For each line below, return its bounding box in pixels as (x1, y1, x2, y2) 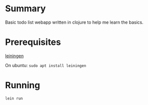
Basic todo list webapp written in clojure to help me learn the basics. (5, 19, 144, 25)
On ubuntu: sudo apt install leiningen (5, 62, 87, 68)
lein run (5, 96, 23, 101)
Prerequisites (5, 36, 61, 48)
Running (5, 80, 40, 91)
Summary (5, 3, 46, 14)
